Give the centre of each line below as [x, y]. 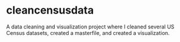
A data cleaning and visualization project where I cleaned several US [90, 27]
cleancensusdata [50, 10]
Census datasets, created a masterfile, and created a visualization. [88, 33]
